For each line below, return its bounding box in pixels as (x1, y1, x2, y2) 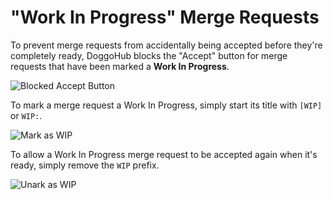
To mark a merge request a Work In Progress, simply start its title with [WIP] (10, 99, 323, 111)
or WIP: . (10, 109, 43, 121)
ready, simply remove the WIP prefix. (10, 159, 160, 171)
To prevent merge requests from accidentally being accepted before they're (10, 39, 323, 51)
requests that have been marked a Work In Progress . (10, 60, 230, 72)
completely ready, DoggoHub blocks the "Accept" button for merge (10, 49, 288, 61)
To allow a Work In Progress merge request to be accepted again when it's (10, 148, 318, 160)
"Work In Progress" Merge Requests (10, 6, 320, 29)
